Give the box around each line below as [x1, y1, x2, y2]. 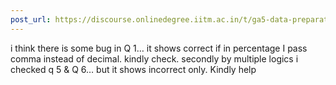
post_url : [10, 14, 52, 25]
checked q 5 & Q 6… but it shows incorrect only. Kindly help [10, 63, 257, 75]
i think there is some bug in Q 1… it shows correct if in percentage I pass [10, 42, 308, 54]
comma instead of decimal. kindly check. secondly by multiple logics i [10, 52, 299, 65]
